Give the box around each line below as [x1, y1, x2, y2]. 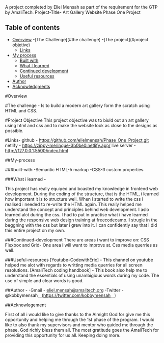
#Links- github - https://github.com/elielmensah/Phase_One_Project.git [5, 137, 149, 143]
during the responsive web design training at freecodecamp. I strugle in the [5, 217, 158, 223]
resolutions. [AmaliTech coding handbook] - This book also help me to [5, 267, 147, 273]
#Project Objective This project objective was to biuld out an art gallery [5, 117, 149, 123]
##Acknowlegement [5, 302, 46, 308]
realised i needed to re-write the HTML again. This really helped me [5, 201, 142, 207]
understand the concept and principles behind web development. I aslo [5, 206, 149, 212]
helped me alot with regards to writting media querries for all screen [5, 262, 143, 268]
